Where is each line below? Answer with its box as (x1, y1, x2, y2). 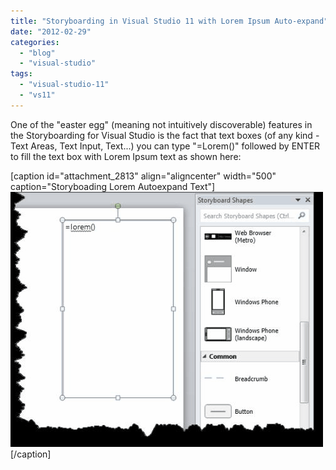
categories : (10, 37, 60, 47)
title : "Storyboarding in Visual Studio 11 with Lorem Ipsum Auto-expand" (10, 16, 329, 26)
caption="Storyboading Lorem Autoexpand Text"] (10, 180, 216, 192)
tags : (10, 69, 33, 79)
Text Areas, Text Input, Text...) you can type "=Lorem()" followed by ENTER (10, 140, 321, 152)
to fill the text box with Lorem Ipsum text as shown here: (10, 150, 242, 162)
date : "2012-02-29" (10, 26, 92, 37)
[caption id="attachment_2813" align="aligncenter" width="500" (10, 170, 277, 182)
